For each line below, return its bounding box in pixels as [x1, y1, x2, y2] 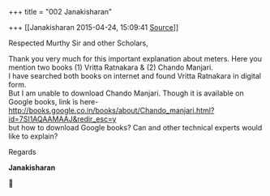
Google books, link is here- [8, 97, 99, 106]
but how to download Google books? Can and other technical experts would [8, 123, 263, 132]
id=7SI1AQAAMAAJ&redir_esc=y [8, 114, 117, 124]
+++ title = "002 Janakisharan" [8, 7, 113, 16]
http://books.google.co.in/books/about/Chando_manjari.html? [8, 105, 215, 115]
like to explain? [8, 131, 58, 141]
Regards [8, 147, 36, 156]
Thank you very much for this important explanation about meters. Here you [8, 54, 262, 63]
